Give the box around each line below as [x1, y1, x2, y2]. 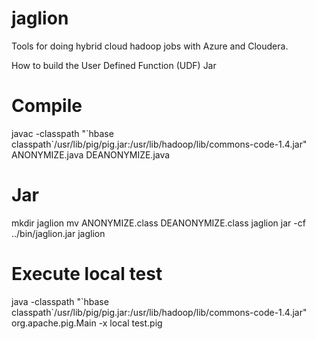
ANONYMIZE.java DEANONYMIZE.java [11, 148, 171, 161]
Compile [11, 95, 83, 117]
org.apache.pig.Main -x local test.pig [11, 317, 163, 329]
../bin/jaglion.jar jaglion [11, 227, 106, 239]
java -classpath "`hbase [11, 295, 109, 307]
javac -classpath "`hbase [11, 127, 114, 139]
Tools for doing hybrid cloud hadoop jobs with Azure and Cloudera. [11, 40, 289, 52]
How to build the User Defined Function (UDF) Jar [11, 59, 217, 71]
